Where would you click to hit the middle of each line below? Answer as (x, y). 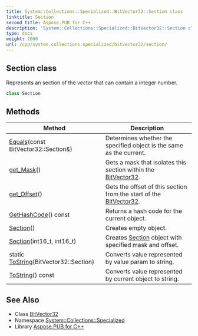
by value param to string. (140, 262)
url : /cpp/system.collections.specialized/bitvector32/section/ (87, 45)
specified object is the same (144, 146)
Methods (23, 112)
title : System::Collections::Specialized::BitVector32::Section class (95, 11)
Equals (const (27, 142)
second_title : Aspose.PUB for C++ (49, 22)
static (17, 255)
